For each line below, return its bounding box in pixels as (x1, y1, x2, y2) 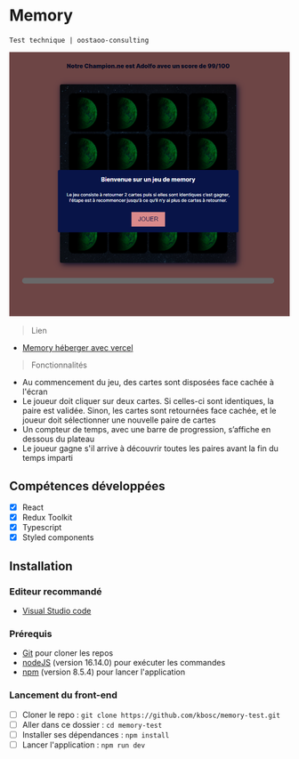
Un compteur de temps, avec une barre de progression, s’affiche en (21, 424, 271, 435)
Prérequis (9, 627, 53, 640)
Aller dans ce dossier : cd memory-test (21, 719, 163, 730)
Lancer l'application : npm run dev (21, 739, 145, 750)
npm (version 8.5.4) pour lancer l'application (21, 666, 185, 677)
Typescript (21, 522, 62, 533)
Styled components (21, 532, 94, 543)
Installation (9, 558, 73, 574)
